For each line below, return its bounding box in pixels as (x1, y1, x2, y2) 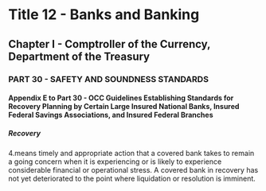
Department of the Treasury (8, 49, 151, 63)
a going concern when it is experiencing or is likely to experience (8, 157, 222, 166)
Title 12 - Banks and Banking (8, 6, 200, 24)
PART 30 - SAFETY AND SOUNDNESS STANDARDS (8, 73, 209, 84)
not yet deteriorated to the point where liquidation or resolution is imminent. (8, 173, 256, 184)
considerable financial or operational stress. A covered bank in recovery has (8, 166, 259, 175)
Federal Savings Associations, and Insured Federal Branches (8, 110, 213, 120)
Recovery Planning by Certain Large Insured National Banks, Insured (8, 102, 240, 111)
